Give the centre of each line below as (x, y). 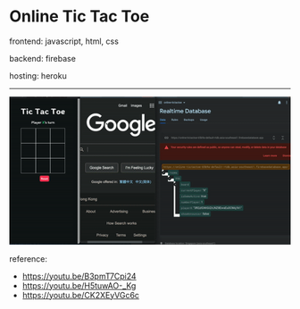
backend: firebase (42, 58)
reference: (28, 259)
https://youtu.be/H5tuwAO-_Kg (79, 285)
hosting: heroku (38, 75)
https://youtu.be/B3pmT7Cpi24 (79, 276)
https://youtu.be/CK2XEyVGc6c (81, 295)
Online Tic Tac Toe (79, 17)
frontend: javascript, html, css (64, 41)
